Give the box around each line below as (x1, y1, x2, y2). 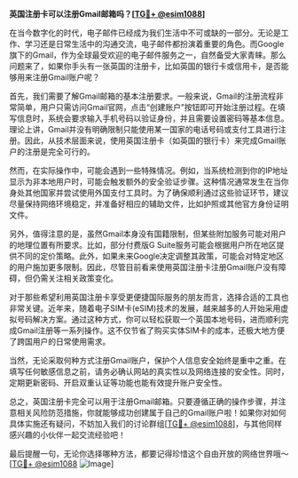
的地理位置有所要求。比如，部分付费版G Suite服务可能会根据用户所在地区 (9, 240, 277, 250)
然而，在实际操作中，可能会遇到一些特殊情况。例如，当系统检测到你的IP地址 (9, 165, 288, 176)
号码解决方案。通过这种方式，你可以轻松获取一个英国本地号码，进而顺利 (16, 315, 281, 324)
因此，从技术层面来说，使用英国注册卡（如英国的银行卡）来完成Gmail (24, 135, 279, 146)
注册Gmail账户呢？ (32, 72, 100, 83)
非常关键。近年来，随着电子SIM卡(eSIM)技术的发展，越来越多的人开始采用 (9, 303, 281, 314)
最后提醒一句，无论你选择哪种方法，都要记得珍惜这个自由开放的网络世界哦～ (9, 449, 289, 458)
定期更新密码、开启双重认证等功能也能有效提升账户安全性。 (9, 378, 227, 387)
